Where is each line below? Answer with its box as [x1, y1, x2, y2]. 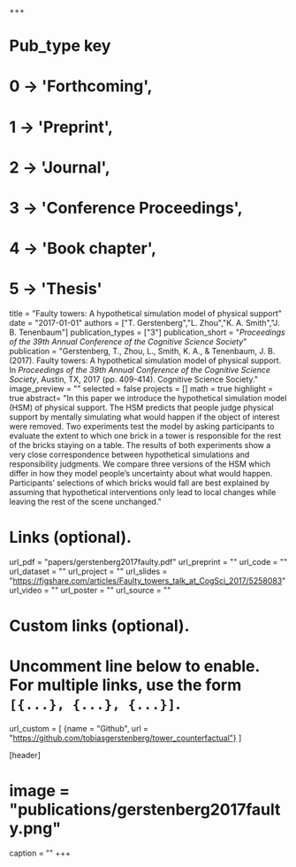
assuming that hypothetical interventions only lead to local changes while [9, 487, 277, 498]
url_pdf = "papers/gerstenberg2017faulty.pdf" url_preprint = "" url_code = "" [9, 557, 288, 567]
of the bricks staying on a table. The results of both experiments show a [9, 440, 271, 451]
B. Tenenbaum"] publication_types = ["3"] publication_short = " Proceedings [9, 327, 285, 337]
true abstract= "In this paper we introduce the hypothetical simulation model [9, 393, 287, 404]
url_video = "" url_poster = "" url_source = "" [9, 585, 171, 595]
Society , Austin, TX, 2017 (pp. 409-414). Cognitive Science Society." [9, 374, 259, 385]
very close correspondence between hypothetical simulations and [9, 449, 250, 461]
